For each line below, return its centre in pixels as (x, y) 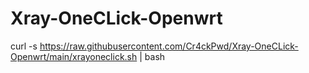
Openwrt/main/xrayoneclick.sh (74, 56)
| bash (152, 56)
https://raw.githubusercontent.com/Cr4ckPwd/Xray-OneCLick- (169, 46)
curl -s (24, 46)
